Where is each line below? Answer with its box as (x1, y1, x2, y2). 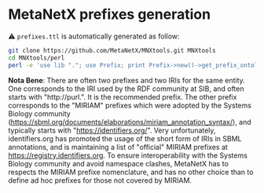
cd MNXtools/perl (8, 53, 65, 62)
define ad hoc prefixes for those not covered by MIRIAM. (8, 175, 192, 185)
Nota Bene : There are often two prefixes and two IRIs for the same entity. (8, 75, 245, 85)
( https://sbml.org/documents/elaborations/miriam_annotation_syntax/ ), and (8, 117, 251, 126)
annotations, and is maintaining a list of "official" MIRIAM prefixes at (8, 142, 228, 151)
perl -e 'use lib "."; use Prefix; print (8, 61, 146, 69)
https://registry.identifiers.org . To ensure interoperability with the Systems (8, 151, 247, 160)
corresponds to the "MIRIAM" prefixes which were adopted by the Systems (8, 100, 251, 110)
